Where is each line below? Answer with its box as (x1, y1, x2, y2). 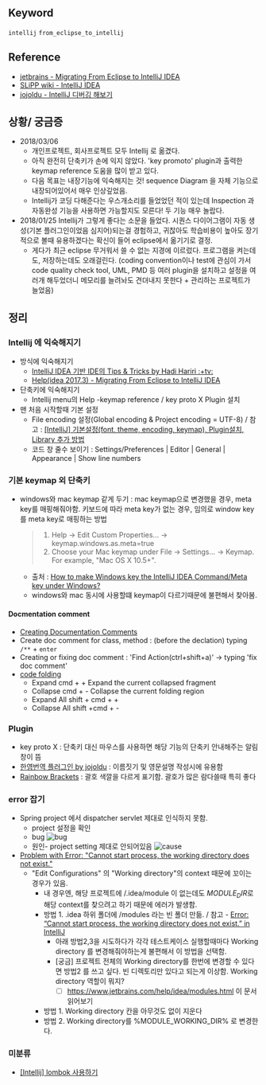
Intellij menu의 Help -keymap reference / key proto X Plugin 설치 (31, 395, 241, 404)
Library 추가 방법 (31, 435, 85, 444)
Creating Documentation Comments (19, 626, 137, 636)
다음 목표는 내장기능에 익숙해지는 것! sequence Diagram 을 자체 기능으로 (31, 176, 259, 185)
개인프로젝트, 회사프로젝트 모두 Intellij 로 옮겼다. (31, 146, 180, 156)
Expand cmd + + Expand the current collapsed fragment (31, 677, 217, 687)
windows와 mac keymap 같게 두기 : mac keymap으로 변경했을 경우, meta (19, 494, 253, 504)
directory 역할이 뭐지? (55, 977, 125, 986)
